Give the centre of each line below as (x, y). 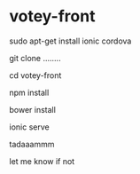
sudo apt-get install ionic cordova (70, 41)
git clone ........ (35, 58)
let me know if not (42, 161)
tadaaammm (32, 144)
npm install (29, 92)
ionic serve (30, 127)
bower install (32, 109)
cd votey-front (35, 75)
